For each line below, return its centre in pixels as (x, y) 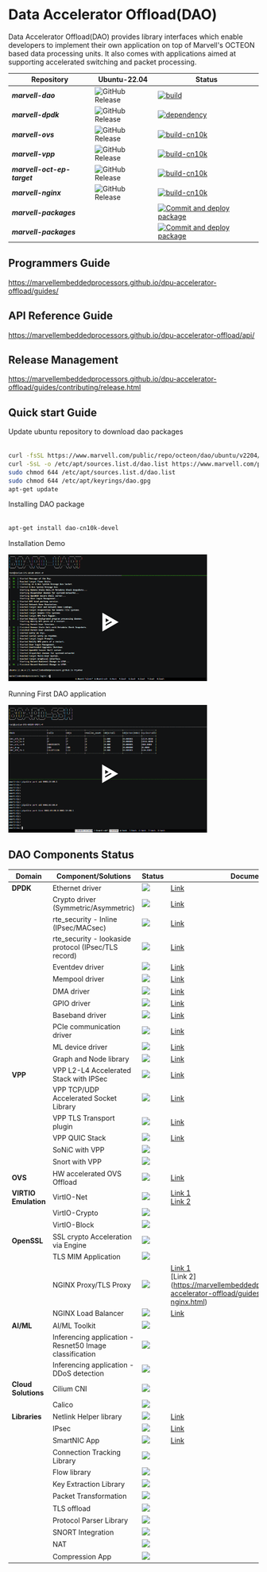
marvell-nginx (36, 193)
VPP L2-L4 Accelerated (92, 1071)
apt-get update (33, 489)
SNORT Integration (83, 1532)
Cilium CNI (70, 1388)
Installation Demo (37, 544)
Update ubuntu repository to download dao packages (96, 432)
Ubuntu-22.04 (123, 79)
